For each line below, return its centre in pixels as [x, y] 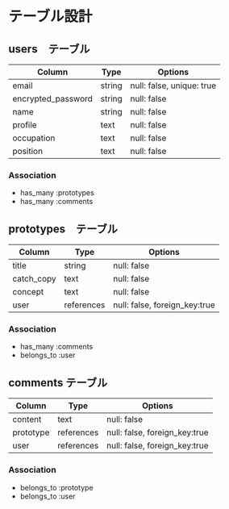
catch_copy [34, 279]
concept [28, 292]
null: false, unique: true [173, 86]
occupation [34, 138]
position [27, 151]
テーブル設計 [50, 17]
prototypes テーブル [63, 229]
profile [25, 125]
